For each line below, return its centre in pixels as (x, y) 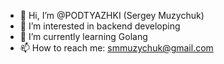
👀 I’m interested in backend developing (100, 26)
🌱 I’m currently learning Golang (83, 36)
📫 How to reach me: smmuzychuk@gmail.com (116, 48)
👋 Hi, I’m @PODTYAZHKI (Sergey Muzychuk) (112, 15)
